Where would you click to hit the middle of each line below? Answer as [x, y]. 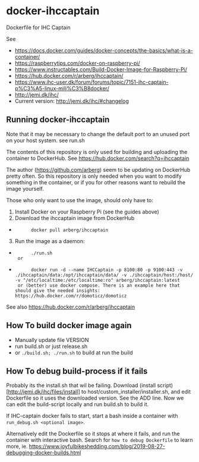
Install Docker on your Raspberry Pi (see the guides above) [87, 212]
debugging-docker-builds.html [44, 452]
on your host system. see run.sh [45, 140]
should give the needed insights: [57, 290]
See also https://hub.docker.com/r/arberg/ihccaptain [71, 307]
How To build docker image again [69, 326]
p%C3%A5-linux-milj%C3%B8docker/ [62, 88]
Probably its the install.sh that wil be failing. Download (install [81, 385]
